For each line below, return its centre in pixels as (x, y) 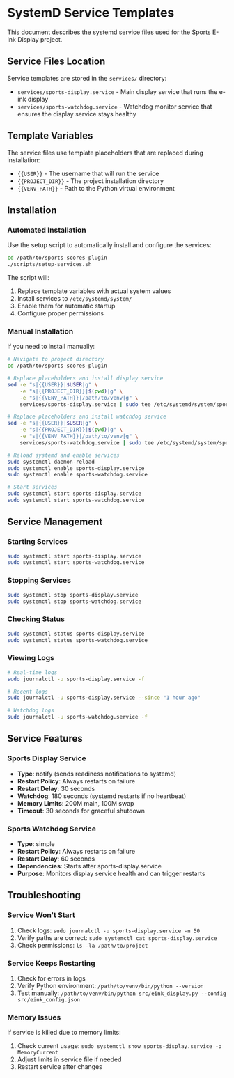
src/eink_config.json (48, 1000)
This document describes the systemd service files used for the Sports (109, 32)
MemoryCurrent (38, 1053)
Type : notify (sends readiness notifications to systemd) (96, 774)
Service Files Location (56, 62)
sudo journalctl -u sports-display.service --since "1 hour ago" (104, 698)
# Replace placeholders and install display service (85, 378)
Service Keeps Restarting (51, 963)
